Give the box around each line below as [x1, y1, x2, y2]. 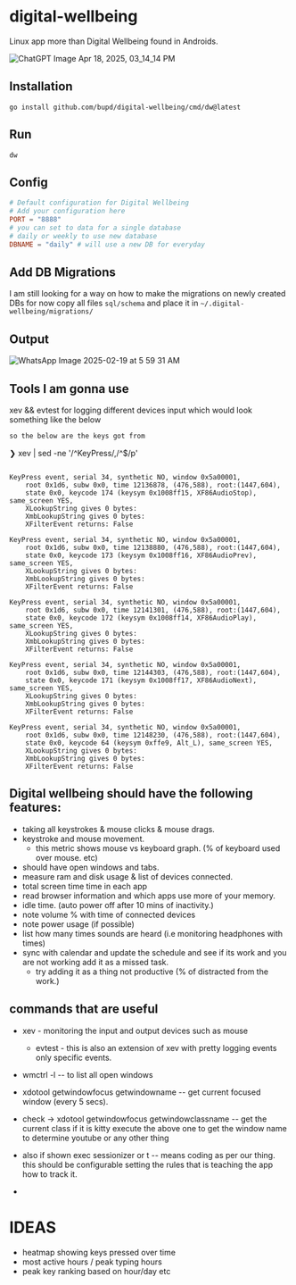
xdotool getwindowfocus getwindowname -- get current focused [21, 1087, 261, 1097]
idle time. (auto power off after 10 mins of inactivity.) [21, 899, 214, 910]
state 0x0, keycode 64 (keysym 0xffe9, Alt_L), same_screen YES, [25, 738, 274, 747]
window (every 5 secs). [21, 1096, 109, 1106]
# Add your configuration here [9, 207, 126, 216]
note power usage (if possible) [21, 918, 136, 930]
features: [9, 800, 62, 815]
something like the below [9, 414, 102, 425]
